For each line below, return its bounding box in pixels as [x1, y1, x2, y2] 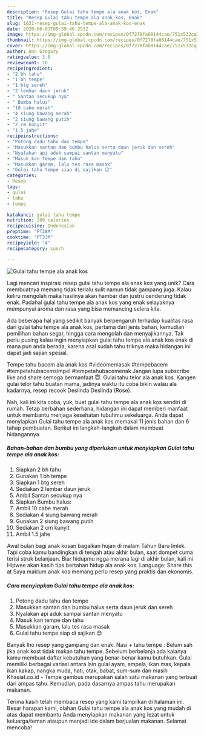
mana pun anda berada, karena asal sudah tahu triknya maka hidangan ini [7, 342, 191, 349]
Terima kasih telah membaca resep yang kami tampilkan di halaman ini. [7, 698, 185, 706]
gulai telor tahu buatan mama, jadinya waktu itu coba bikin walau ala [7, 380, 177, 387]
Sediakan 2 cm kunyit [15, 524, 70, 532]
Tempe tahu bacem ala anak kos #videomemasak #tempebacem [7, 360, 168, 368]
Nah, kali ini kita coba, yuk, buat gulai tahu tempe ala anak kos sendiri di [7, 398, 186, 405]
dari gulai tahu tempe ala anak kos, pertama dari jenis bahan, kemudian [7, 323, 185, 331]
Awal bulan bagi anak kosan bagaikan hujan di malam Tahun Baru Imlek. [7, 542, 186, 550]
